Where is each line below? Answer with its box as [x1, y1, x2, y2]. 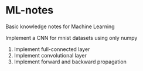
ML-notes [5, 4, 54, 17]
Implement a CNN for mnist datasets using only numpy [5, 34, 138, 41]
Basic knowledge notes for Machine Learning [5, 23, 115, 30]
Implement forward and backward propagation [13, 58, 127, 65]
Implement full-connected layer [13, 45, 90, 53]
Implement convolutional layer [13, 52, 87, 59]
